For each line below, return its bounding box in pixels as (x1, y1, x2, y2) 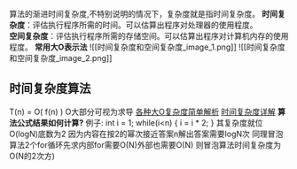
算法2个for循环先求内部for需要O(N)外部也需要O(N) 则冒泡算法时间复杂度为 (9, 139, 282, 150)
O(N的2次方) (9, 150, 56, 161)
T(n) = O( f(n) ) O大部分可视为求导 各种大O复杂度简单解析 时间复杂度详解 (9, 106, 277, 117)
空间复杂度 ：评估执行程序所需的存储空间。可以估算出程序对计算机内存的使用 (9, 31, 289, 41)
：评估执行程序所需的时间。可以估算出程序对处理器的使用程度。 (25, 19, 258, 30)
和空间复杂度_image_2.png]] (9, 53, 113, 63)
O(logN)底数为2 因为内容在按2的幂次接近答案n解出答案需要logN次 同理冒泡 (9, 128, 284, 139)
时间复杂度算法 (9, 81, 91, 96)
